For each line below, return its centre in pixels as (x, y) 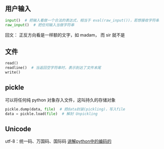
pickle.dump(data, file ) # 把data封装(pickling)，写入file (65, 109)
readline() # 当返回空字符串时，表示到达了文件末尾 (53, 68)
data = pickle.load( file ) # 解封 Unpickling (51, 114)
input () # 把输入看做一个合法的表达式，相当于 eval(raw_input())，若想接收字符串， (84, 20)
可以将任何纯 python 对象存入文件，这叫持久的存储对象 (60, 100)
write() (13, 72)
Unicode (18, 129)
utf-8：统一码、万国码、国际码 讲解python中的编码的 (58, 141)
